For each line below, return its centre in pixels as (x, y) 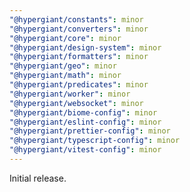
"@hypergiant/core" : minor (65, 38)
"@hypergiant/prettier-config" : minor (90, 131)
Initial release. (38, 178)
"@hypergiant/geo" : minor (63, 66)
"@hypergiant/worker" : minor (70, 94)
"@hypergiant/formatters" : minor (79, 57)
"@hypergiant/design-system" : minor (85, 47)
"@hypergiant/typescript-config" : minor (95, 141)
